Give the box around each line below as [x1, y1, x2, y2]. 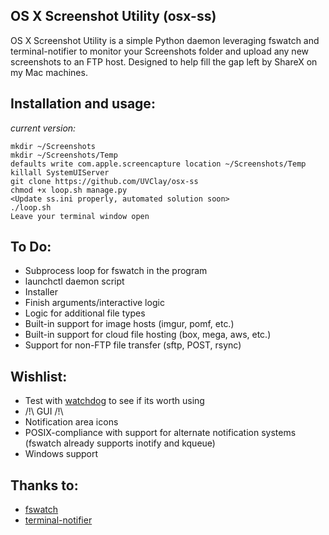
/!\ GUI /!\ [24, 405, 64, 418]
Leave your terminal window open [10, 211, 150, 221]
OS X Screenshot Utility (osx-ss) [10, 8, 217, 25]
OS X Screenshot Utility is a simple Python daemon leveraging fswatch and [10, 34, 320, 46]
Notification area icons [24, 416, 119, 428]
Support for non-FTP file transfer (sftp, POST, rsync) [24, 339, 242, 351]
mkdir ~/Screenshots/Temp [10, 150, 118, 160]
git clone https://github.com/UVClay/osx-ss [10, 176, 199, 186]
